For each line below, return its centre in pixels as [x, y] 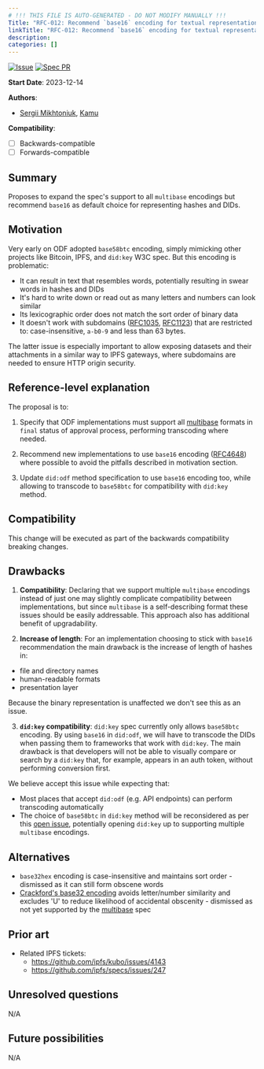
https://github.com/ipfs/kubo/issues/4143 [99, 961]
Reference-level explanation [79, 388]
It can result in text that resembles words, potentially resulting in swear [134, 280]
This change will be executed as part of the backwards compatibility [119, 538]
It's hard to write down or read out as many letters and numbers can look [137, 297]
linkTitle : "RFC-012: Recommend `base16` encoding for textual [114, 30]
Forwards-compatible [55, 152]
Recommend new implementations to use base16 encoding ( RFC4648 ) [133, 454]
